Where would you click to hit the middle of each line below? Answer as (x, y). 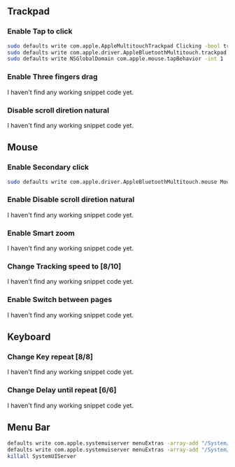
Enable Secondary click (48, 167)
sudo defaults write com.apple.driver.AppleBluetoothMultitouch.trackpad (117, 52)
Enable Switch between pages (60, 300)
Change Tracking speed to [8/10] (64, 266)
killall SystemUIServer (42, 457)
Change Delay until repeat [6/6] (62, 390)
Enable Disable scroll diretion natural (71, 200)
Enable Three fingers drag (52, 77)
